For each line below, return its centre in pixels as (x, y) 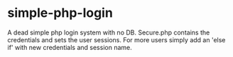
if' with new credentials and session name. (70, 47)
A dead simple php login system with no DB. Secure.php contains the (109, 32)
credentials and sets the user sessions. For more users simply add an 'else (116, 39)
